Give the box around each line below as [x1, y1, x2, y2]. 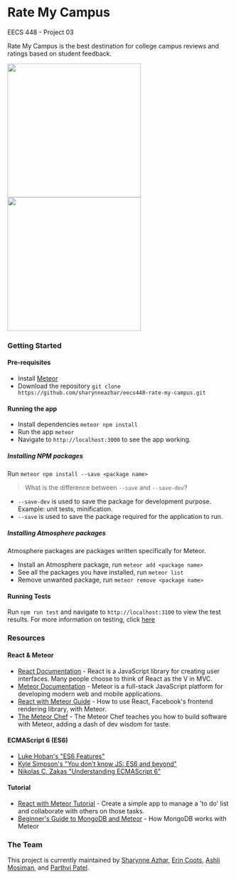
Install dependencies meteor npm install [17, 420, 138, 428]
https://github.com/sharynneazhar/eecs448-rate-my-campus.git [17, 389, 206, 396]
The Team [7, 839, 43, 849]
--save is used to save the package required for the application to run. [17, 513, 223, 521]
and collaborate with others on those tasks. [17, 806, 145, 815]
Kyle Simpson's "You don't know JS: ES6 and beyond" [17, 759, 178, 768]
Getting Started [7, 340, 62, 350]
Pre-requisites [7, 358, 51, 367]
